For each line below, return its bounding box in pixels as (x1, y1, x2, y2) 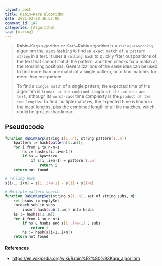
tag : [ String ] (5, 30, 34, 34)
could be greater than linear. (16, 109, 74, 114)
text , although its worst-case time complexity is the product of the (16, 94, 151, 99)
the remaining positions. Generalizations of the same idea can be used (16, 63, 158, 69)
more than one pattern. (16, 74, 63, 79)
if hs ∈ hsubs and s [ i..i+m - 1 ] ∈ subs (22, 221, 101, 226)
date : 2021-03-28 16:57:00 (5, 16, 59, 21)
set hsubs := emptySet (14, 198, 59, 203)
